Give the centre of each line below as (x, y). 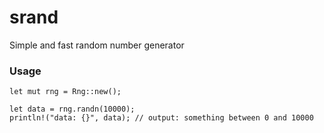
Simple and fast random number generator (97, 45)
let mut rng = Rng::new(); (65, 92)
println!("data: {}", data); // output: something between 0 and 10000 (161, 118)
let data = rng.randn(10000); (72, 109)
